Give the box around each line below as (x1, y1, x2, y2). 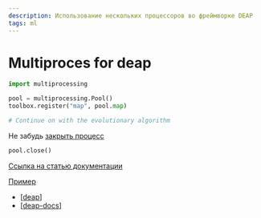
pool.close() (8, 146, 52, 155)
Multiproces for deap (8, 54, 152, 72)
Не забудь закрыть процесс (8, 131, 104, 140)
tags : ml (8, 19, 38, 27)
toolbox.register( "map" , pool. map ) (8, 102, 128, 111)
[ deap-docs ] (19, 200, 62, 210)
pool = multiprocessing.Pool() (8, 95, 113, 103)
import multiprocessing (8, 80, 88, 88)
